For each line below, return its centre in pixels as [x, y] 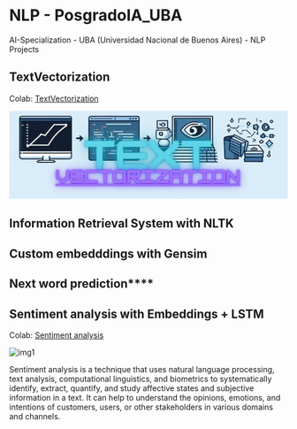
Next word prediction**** [82, 284]
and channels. [35, 417]
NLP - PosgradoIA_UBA [96, 15]
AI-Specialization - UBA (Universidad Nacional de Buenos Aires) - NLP [137, 40]
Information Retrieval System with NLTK [122, 223]
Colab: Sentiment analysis [57, 335]
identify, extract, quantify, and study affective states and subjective [132, 388]
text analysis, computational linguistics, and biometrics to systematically [141, 379]
